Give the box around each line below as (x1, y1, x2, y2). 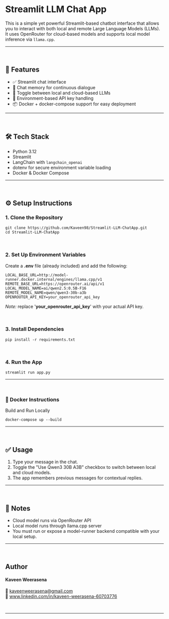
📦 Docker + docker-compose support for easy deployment (12, 101, 136, 107)
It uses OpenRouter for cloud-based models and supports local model (5, 31, 150, 37)
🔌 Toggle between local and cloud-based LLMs (12, 90, 111, 96)
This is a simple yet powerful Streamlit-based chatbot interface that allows (5, 20, 159, 26)
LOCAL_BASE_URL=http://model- (5, 272, 69, 278)
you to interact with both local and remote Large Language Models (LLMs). (5, 25, 160, 31)
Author (5, 563, 28, 571)
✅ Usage (5, 445, 33, 454)
